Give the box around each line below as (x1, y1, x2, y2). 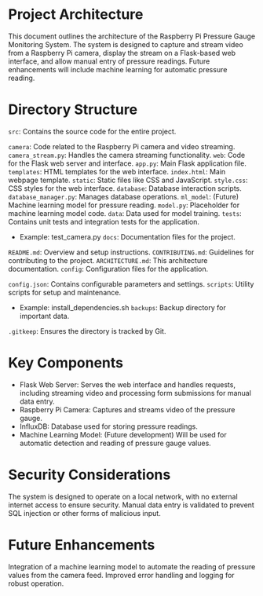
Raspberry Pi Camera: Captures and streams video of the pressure (19, 404, 236, 414)
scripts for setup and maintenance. (8, 287, 122, 297)
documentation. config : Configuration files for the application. (8, 264, 209, 273)
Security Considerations (8, 466, 171, 484)
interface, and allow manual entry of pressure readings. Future (8, 57, 210, 66)
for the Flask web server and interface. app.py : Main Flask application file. (8, 159, 247, 168)
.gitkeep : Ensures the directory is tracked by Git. (8, 326, 166, 335)
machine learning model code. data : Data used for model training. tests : (8, 208, 242, 218)
